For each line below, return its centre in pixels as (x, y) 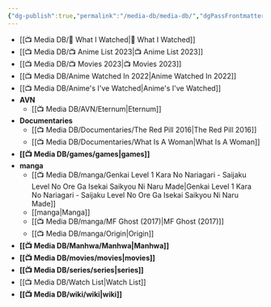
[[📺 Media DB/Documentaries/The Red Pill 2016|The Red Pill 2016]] (144, 130)
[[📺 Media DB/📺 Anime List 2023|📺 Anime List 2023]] (111, 51)
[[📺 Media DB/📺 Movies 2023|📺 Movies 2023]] (100, 64)
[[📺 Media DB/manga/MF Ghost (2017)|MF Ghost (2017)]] (127, 221)
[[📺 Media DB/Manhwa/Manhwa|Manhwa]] (94, 245)
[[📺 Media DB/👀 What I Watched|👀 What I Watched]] (107, 39)
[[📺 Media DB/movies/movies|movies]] (87, 258)
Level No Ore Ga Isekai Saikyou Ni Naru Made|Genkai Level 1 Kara (142, 186)
